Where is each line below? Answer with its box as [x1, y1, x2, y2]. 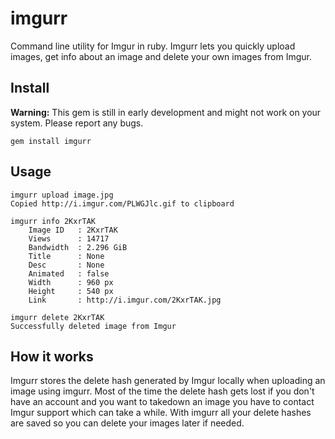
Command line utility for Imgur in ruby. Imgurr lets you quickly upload [10, 40, 296, 52]
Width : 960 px [28, 277, 114, 287]
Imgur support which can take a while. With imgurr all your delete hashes [10, 407, 312, 419]
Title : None [28, 251, 105, 261]
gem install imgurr [10, 136, 92, 146]
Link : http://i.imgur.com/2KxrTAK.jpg [28, 295, 222, 305]
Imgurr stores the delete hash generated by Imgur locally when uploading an [10, 375, 326, 387]
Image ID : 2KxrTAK [28, 225, 118, 235]
